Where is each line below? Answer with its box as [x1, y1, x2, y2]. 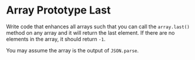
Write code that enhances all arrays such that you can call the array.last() [6, 23, 190, 30]
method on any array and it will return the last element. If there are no [6, 29, 175, 36]
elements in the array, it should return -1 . [6, 35, 106, 42]
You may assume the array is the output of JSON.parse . [6, 46, 139, 54]
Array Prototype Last [6, 4, 111, 17]
